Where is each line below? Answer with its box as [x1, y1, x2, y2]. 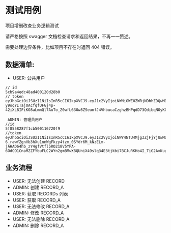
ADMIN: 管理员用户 [7, 117, 43, 122]
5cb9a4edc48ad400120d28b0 [5, 90, 60, 95]
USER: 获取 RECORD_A [12, 197, 61, 203]
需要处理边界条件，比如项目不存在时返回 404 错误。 [5, 44, 115, 50]
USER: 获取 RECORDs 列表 [12, 190, 69, 196]
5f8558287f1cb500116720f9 [5, 126, 60, 131]
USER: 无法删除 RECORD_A [12, 216, 70, 222]
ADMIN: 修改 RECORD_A [12, 210, 64, 216]
